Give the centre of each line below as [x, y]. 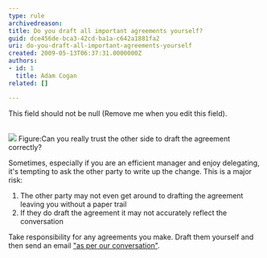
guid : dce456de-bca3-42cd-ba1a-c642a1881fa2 [84, 38]
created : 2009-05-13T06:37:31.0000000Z [75, 53]
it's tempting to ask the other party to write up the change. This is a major [130, 171]
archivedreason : [35, 23]
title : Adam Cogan [47, 76]
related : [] [28, 83]
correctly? [25, 147]
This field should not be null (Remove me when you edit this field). [118, 113]
